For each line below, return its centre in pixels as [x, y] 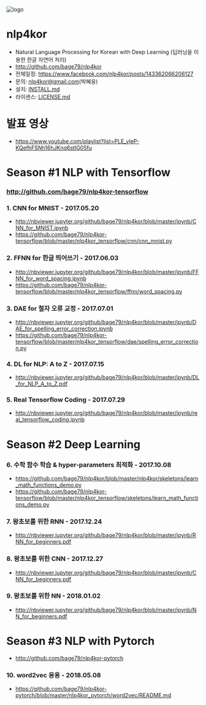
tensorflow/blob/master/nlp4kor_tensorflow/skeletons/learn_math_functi [107, 498]
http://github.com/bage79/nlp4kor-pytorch [69, 658]
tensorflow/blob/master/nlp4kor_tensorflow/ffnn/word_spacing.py [99, 291]
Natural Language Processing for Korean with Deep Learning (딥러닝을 [104, 51]
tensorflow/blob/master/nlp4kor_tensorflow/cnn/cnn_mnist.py [94, 241]
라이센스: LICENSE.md [43, 97]
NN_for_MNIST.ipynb [42, 228]
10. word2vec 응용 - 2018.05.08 [54, 675]
